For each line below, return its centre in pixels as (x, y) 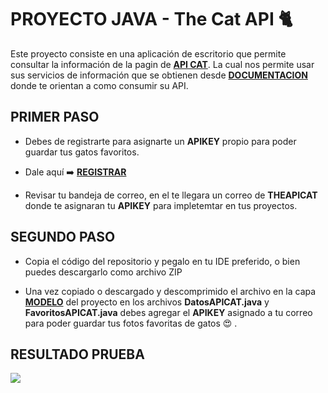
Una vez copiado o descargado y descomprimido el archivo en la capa (170, 291)
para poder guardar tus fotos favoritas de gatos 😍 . (131, 323)
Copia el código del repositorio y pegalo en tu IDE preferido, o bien (162, 261)
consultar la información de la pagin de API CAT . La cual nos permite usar (162, 64)
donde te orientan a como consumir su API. (99, 85)
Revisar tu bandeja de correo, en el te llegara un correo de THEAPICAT (171, 195)
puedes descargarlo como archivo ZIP (103, 272)
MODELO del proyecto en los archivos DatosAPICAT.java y (147, 302)
